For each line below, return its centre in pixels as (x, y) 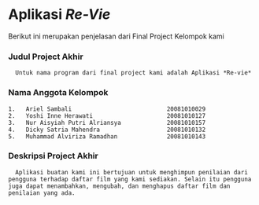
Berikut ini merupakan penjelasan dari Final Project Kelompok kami (116, 36)
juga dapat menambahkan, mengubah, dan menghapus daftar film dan (119, 186)
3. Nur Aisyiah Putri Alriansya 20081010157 (107, 123)
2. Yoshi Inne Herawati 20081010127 (107, 115)
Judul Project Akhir (46, 57)
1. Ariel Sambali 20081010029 (107, 109)
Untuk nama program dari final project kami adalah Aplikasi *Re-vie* (133, 73)
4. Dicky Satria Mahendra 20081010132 (107, 130)
